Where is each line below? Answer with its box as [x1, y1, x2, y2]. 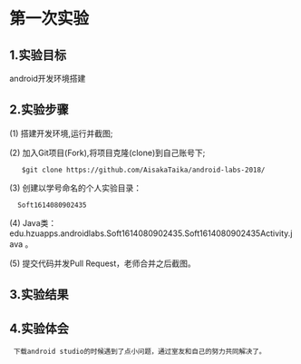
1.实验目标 [9, 47, 67, 63]
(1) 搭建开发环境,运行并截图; [9, 128, 113, 139]
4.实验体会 [9, 320, 70, 336]
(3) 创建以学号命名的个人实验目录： [9, 182, 142, 193]
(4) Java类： [9, 217, 57, 228]
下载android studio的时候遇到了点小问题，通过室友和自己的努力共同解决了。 [13, 347, 267, 357]
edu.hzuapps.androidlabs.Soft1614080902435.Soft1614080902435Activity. [9, 228, 291, 239]
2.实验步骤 [9, 102, 70, 118]
